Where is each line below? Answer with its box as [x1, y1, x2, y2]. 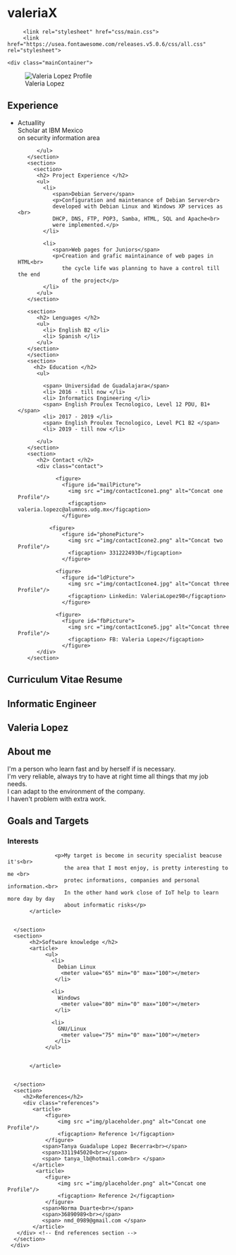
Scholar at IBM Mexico [17, 126, 83, 134]
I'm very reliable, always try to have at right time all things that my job [7, 772, 209, 781]
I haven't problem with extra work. [7, 794, 107, 803]
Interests [7, 836, 39, 846]
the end [17, 271, 40, 278]
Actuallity [17, 118, 46, 127]
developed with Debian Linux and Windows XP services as [52, 203, 223, 210]
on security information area [17, 133, 100, 142]
